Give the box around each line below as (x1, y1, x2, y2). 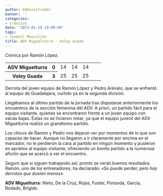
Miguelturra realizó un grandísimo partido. (5, 120, 90, 126)
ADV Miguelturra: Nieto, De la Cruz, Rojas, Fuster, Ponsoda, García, (5, 180, 141, 186)
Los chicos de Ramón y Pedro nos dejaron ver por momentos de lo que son (5, 130, 156, 136)
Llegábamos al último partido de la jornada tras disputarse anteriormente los (5, 99, 159, 105)
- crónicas (5, 20, 27, 26)
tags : (5, 30, 16, 35)
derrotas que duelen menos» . (5, 170, 64, 176)
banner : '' (5, 12, 27, 17)
